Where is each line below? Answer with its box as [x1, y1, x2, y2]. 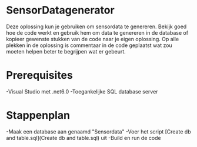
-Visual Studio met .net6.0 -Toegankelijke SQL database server [6, 88, 158, 95]
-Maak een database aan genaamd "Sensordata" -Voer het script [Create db [6, 128, 191, 135]
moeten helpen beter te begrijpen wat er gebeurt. [6, 48, 126, 55]
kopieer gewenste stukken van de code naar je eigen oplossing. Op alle [6, 35, 179, 42]
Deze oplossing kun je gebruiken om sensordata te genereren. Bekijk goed [6, 23, 187, 30]
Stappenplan [6, 109, 71, 122]
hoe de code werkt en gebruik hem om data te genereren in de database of [6, 29, 189, 36]
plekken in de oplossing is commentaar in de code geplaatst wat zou [6, 42, 172, 49]
